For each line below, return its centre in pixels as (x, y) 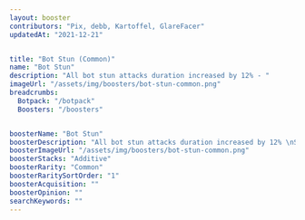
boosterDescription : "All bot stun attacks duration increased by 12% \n (152, 142)
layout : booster (40, 18)
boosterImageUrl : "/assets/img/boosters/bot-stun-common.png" (129, 150)
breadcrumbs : (34, 92)
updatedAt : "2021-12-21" (56, 34)
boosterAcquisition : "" (54, 184)
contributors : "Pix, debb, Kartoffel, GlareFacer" (107, 26)
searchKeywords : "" (46, 201)
